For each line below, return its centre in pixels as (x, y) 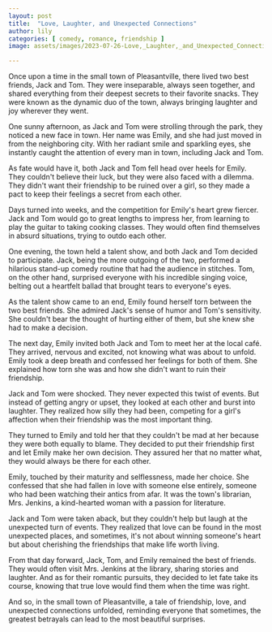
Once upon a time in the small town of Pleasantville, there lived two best (129, 76)
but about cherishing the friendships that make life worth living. (114, 544)
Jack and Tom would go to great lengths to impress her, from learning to (129, 219)
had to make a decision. (48, 328)
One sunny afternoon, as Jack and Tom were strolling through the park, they (136, 127)
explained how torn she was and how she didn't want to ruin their (117, 370)
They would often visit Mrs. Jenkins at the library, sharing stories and (123, 569)
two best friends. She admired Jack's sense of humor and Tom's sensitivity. (135, 310)
